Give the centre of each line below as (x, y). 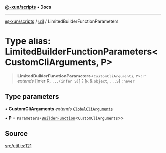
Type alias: (28, 41)
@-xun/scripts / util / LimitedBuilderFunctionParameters (62, 21)
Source (17, 134)
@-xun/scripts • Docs (28, 7)
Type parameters (32, 96)
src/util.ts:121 (18, 146)
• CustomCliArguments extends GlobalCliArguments (59, 109)
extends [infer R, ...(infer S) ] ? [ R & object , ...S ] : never (76, 81)
